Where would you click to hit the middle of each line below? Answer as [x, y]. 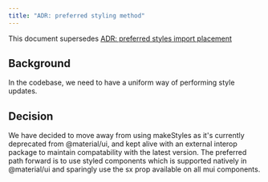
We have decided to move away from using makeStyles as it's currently [126, 136]
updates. [23, 91]
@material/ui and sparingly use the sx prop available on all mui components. [134, 169]
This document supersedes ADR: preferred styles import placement [120, 38]
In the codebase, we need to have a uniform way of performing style [122, 83]
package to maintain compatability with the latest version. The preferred [128, 152]
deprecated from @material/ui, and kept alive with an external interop [123, 144]
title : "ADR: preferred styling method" [77, 16]
